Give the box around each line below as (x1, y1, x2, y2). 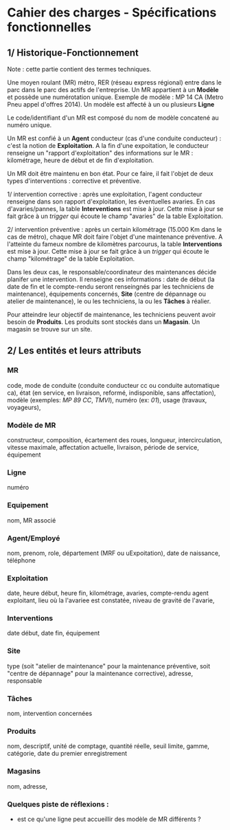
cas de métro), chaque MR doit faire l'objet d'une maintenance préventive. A (7, 232, 223, 241)
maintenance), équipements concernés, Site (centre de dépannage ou (7, 290, 206, 298)
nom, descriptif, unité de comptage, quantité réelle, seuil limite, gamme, (7, 742, 209, 750)
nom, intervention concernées (7, 710, 93, 718)
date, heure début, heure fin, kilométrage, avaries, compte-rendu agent (7, 589, 209, 598)
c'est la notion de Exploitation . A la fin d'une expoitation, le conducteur (7, 142, 209, 149)
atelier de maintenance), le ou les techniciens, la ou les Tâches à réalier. (7, 297, 211, 305)
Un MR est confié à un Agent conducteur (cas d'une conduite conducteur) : (7, 134, 222, 142)
